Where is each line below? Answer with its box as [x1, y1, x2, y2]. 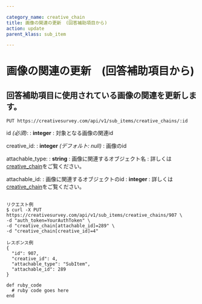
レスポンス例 [6, 240, 34, 246]
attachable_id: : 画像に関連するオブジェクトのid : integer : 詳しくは [6, 176, 174, 183]
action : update [6, 25, 45, 31]
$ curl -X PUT [6, 207, 42, 213]
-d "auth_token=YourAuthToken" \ [6, 217, 91, 224]
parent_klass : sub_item [6, 31, 67, 37]
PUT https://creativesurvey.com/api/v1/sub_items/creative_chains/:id [6, 118, 188, 124]
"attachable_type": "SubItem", [11, 261, 91, 267]
